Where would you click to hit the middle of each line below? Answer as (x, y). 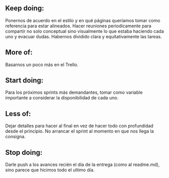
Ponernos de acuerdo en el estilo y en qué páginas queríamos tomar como (83, 20)
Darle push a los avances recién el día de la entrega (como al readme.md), (82, 165)
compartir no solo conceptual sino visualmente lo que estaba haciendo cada (84, 31)
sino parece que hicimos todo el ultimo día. (50, 170)
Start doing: (24, 80)
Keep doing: (25, 8)
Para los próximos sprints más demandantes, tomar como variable (74, 92)
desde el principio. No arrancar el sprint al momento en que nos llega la (79, 131)
